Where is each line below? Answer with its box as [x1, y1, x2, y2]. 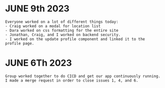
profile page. [5, 41, 35, 46]
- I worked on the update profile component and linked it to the [5, 37, 145, 42]
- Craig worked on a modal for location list [5, 23, 101, 29]
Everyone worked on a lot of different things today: [5, 19, 119, 24]
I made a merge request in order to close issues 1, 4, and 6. [5, 78, 139, 83]
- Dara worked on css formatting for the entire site [5, 28, 119, 33]
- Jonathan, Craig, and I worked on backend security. [5, 32, 121, 37]
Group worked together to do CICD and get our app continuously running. [5, 74, 161, 79]
